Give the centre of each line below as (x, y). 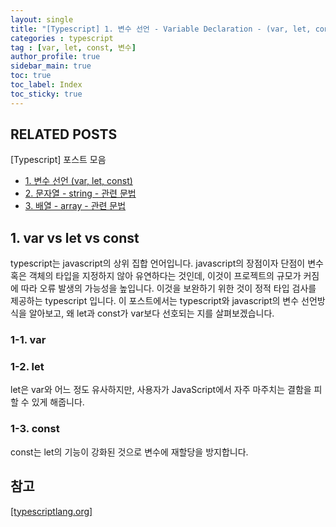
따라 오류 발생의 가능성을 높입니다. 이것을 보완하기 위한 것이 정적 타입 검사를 (168, 288)
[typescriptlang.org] (51, 511)
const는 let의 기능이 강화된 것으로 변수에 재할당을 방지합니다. (129, 452)
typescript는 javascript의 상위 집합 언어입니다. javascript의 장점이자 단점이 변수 (167, 263)
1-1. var (28, 340)
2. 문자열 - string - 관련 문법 (80, 193)
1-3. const (35, 429)
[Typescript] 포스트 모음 (58, 160)
